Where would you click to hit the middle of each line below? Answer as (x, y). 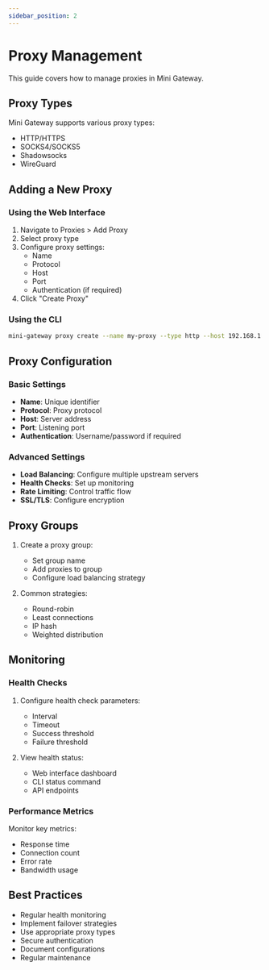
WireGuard (38, 164)
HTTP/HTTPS (43, 139)
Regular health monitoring (63, 914)
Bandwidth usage (49, 870)
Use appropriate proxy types (67, 931)
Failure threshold (60, 742)
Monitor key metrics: (43, 829)
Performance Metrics (51, 811)
